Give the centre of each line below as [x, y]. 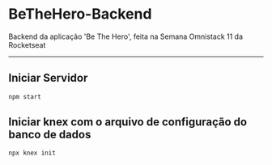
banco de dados [50, 135]
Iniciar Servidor [48, 78]
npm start [25, 97]
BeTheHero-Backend [80, 14]
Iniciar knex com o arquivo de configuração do [128, 122]
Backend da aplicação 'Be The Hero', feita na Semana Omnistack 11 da [126, 36]
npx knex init [32, 153]
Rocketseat [27, 44]
